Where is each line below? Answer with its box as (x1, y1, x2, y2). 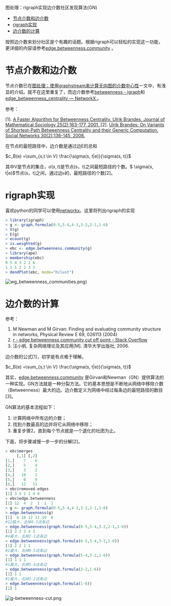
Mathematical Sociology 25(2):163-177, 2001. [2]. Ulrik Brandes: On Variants (5, 122, 164, 128)
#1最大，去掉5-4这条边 (5, 562, 47, 567)
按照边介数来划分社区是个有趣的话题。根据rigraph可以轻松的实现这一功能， (5, 39, 163, 45)
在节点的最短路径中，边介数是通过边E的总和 (5, 143, 98, 149)
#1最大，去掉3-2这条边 (5, 576, 47, 581)
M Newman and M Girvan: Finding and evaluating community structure (12, 326, 161, 332)
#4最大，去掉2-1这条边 (5, 534, 47, 539)
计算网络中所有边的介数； (12, 415, 67, 421)
